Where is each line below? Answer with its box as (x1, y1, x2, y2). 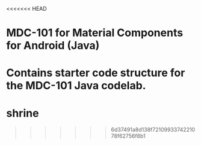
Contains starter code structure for (6, 66, 185, 80)
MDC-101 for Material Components (6, 26, 184, 40)
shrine (6, 106, 39, 120)
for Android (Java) (6, 39, 100, 53)
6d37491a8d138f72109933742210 (111, 126, 196, 134)
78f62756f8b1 (111, 132, 146, 140)
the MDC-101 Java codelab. (6, 79, 146, 92)
